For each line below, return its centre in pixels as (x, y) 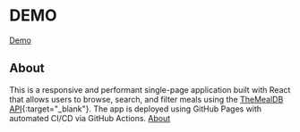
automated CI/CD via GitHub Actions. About (90, 118)
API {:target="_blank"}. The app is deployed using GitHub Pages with (136, 109)
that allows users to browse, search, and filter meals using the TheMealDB (146, 99)
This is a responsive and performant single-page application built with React (150, 89)
